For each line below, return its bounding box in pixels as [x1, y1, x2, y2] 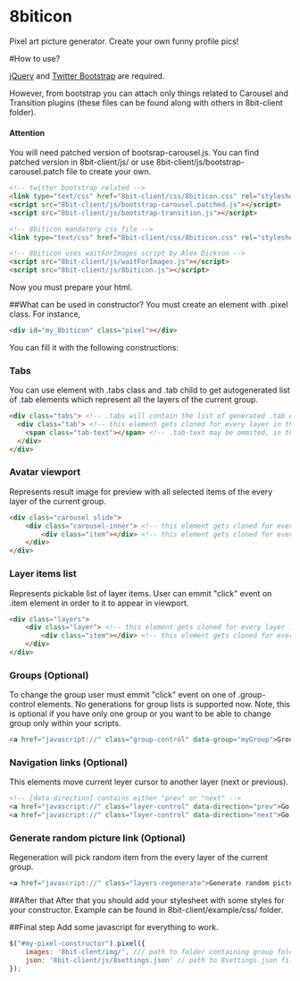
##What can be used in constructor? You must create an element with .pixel [9, 300, 288, 310]
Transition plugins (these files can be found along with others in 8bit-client [9, 97, 283, 108]
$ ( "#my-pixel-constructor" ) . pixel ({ [9, 939, 146, 949]
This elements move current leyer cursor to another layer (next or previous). [9, 776, 288, 788]
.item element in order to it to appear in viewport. [9, 597, 189, 608]
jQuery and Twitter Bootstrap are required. [9, 70, 165, 81]
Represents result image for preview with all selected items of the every [9, 486, 273, 497]
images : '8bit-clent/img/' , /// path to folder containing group [25, 948, 274, 957]
